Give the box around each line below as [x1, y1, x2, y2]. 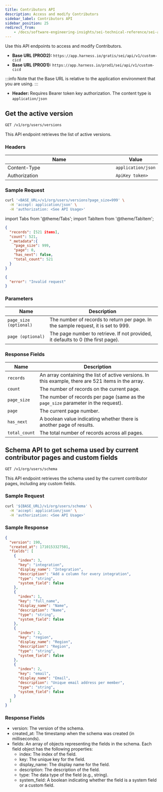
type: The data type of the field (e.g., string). [19, 772, 109, 778]
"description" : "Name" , [17, 607, 66, 613]
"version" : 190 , [9, 540, 42, 545]
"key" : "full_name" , [17, 599, 60, 604]
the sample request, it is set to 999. [49, 322, 130, 329]
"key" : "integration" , [17, 563, 64, 567]
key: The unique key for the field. [19, 756, 86, 762]
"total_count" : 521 [14, 257, 53, 262]
